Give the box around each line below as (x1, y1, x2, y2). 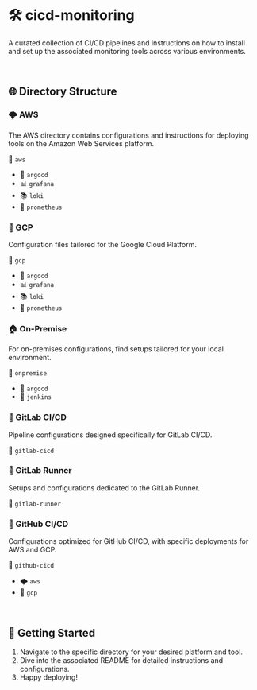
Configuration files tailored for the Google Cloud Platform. (8, 239, 197, 249)
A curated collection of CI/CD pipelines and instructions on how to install (8, 37, 246, 48)
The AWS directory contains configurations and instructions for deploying (8, 130, 249, 140)
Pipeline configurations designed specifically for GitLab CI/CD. (8, 430, 213, 440)
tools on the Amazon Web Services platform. (8, 138, 155, 148)
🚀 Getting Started (8, 626, 96, 640)
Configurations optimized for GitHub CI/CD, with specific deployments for (8, 537, 249, 546)
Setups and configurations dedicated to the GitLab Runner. (8, 483, 201, 493)
